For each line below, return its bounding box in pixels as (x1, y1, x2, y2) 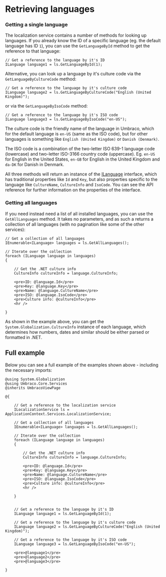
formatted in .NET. (5, 334, 42, 340)
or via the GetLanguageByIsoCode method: (5, 103, 88, 109)
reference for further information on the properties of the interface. (5, 187, 142, 193)
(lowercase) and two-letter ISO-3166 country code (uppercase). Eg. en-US (5, 151, 156, 157)
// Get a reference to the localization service (14, 403, 116, 407)
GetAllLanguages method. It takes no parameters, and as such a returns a (5, 216, 154, 222)
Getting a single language (5, 21, 68, 28)
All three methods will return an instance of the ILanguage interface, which (5, 171, 157, 177)
